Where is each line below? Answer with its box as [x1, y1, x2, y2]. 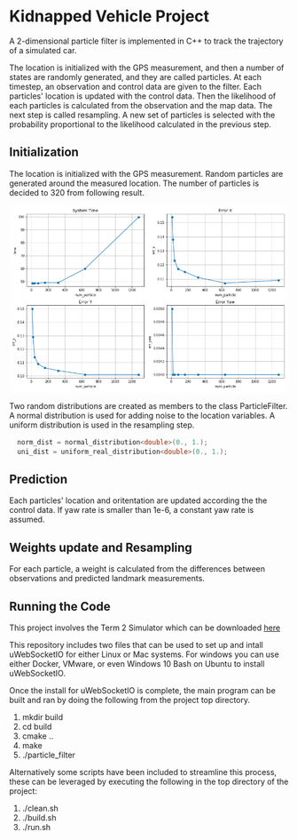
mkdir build [21, 711, 64, 722]
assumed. [9, 514, 45, 525]
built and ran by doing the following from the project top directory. [9, 694, 251, 705]
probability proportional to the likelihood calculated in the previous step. [9, 118, 272, 130]
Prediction [9, 471, 68, 486]
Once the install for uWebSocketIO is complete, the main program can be [9, 684, 277, 695]
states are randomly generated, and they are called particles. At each [9, 71, 262, 82]
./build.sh [21, 812, 57, 823]
